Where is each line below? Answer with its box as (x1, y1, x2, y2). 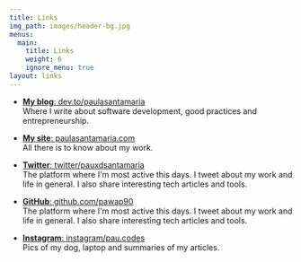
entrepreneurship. (22, 115, 90, 126)
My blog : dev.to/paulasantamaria (22, 96, 146, 107)
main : (17, 38, 39, 48)
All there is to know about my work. (22, 142, 154, 153)
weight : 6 (25, 55, 63, 64)
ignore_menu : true (25, 64, 94, 73)
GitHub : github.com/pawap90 (22, 196, 134, 206)
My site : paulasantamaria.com (22, 132, 136, 144)
